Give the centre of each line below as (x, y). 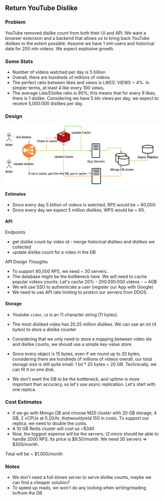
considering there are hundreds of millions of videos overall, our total (82, 359)
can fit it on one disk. (33, 369)
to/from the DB (27, 493)
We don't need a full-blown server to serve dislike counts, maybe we (82, 477)
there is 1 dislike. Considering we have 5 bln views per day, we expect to (85, 98)
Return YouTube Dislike (41, 8)
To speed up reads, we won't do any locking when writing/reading (79, 488)
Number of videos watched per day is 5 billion (59, 72)
